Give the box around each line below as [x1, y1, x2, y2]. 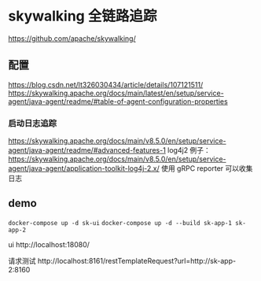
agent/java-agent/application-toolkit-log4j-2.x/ [8, 164, 160, 173]
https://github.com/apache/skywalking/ [8, 33, 136, 43]
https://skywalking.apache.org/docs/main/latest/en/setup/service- [8, 88, 224, 98]
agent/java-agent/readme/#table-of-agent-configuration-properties [8, 96, 228, 106]
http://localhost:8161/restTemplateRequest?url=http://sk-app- [37, 256, 237, 265]
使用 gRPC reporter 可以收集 [160, 164, 253, 173]
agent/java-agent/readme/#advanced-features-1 [8, 146, 167, 155]
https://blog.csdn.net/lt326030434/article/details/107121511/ [8, 79, 204, 89]
